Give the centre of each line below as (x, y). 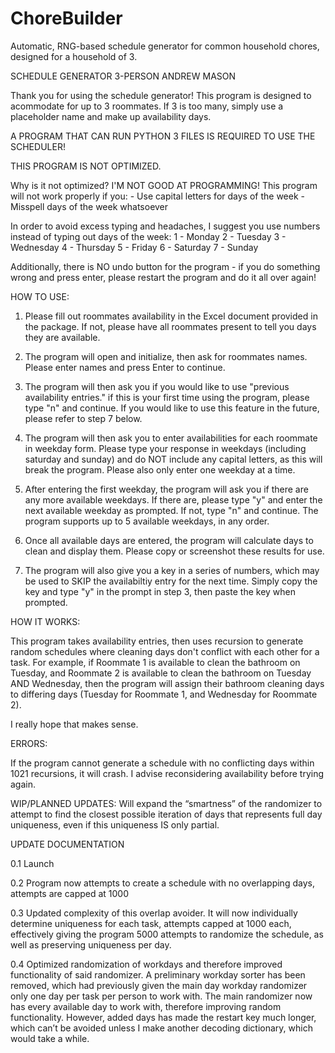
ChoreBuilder (66, 18)
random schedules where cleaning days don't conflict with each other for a (165, 651)
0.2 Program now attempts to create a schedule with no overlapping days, (162, 883)
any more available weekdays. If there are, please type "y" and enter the (173, 499)
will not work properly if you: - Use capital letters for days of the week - (157, 196)
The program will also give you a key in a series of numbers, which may (172, 570)
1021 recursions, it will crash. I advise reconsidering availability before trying (167, 773)
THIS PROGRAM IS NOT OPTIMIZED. (86, 166)
